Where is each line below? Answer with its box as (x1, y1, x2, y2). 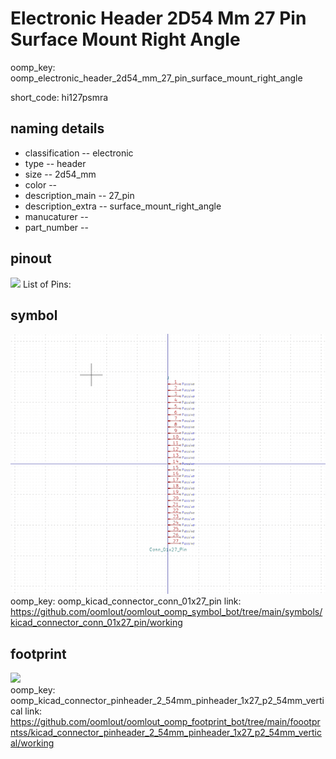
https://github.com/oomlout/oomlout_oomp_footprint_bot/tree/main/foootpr (10, 715, 321, 727)
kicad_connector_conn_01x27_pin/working (10, 617, 183, 629)
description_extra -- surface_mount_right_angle (24, 200, 222, 212)
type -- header (24, 157, 87, 169)
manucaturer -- (24, 210, 89, 222)
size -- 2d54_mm (24, 168, 97, 180)
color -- (24, 178, 58, 191)
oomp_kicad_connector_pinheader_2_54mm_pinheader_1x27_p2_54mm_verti (10, 694, 325, 706)
